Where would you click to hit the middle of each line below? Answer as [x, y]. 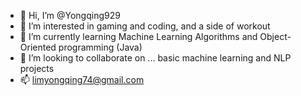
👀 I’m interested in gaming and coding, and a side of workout [145, 26]
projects [37, 68]
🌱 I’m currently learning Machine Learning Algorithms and [138, 36]
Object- [275, 36]
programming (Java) [100, 47]
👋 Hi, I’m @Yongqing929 [70, 15]
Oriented [38, 47]
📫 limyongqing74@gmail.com [82, 79]
